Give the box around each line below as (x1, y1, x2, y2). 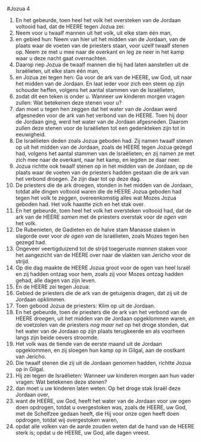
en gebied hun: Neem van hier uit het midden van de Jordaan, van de (15, 36, 186, 42)
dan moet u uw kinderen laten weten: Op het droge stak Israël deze (15, 385, 181, 392)
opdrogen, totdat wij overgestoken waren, (15, 416, 119, 423)
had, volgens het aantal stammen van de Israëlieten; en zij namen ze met (15, 150, 194, 157)
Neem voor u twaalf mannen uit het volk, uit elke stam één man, (15, 29, 172, 36)
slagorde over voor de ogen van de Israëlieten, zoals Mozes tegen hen (15, 232, 189, 240)
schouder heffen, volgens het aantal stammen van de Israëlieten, (15, 87, 175, 93)
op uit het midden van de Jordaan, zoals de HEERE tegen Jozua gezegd (15, 143, 193, 151)
